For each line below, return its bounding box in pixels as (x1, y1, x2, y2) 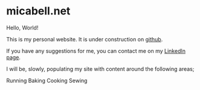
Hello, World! (6, 24, 39, 31)
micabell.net (6, 4, 71, 18)
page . (6, 53, 21, 61)
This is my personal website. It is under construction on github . (6, 35, 163, 43)
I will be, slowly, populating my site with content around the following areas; (6, 65, 195, 73)
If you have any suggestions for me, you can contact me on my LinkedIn (6, 47, 186, 55)
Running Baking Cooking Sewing (6, 77, 88, 84)
